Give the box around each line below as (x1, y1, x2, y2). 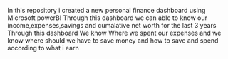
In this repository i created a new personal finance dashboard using (7, 6, 206, 14)
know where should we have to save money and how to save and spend (7, 36, 219, 45)
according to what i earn (7, 44, 80, 52)
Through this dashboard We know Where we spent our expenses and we (7, 28, 222, 37)
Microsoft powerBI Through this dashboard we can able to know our (7, 14, 208, 22)
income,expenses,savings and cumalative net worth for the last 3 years (7, 21, 217, 29)
